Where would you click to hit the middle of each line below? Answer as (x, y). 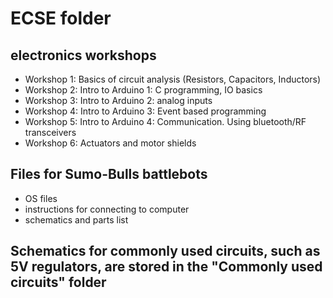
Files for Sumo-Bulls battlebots (109, 174)
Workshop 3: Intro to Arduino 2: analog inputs (118, 100)
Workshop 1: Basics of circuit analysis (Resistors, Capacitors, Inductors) (173, 79)
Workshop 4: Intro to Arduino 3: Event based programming (145, 111)
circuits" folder (58, 282)
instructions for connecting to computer (107, 209)
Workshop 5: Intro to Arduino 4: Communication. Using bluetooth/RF (165, 121)
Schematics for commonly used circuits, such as (165, 251)
